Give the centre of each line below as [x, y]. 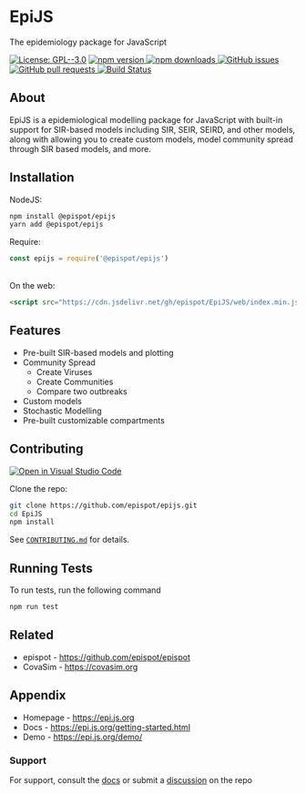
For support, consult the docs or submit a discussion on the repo [131, 779]
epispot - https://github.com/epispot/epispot [107, 657]
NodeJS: [26, 199]
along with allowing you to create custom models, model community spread [152, 139]
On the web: [32, 286]
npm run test [34, 607]
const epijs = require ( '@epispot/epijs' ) [89, 259]
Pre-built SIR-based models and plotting [98, 352]
